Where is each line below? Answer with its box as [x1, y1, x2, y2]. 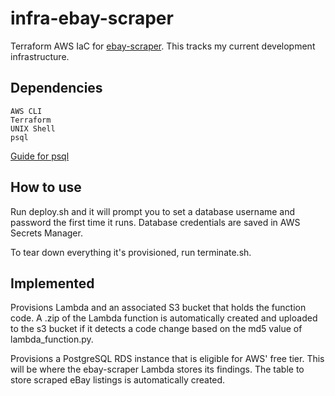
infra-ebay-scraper [10, 7, 174, 30]
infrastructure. [10, 50, 70, 62]
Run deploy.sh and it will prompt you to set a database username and [10, 205, 296, 217]
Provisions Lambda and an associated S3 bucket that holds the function [10, 302, 307, 314]
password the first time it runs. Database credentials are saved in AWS [10, 216, 301, 228]
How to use [10, 179, 82, 196]
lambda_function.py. [10, 333, 94, 346]
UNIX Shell [10, 123, 56, 134]
